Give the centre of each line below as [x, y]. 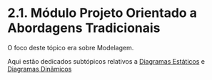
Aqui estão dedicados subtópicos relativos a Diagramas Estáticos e [106, 61]
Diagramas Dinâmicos [40, 69]
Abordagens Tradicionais [84, 28]
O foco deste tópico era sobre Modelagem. [71, 47]
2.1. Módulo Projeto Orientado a [102, 13]
